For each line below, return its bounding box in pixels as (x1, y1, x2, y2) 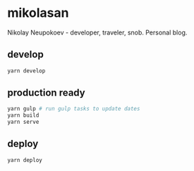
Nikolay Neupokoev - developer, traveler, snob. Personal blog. (7, 28, 188, 37)
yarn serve (7, 118, 40, 126)
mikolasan (7, 5, 69, 21)
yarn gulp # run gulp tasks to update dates (7, 106, 140, 113)
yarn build (7, 112, 40, 119)
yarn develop (7, 67, 46, 75)
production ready (7, 87, 86, 99)
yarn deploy (7, 156, 42, 163)
